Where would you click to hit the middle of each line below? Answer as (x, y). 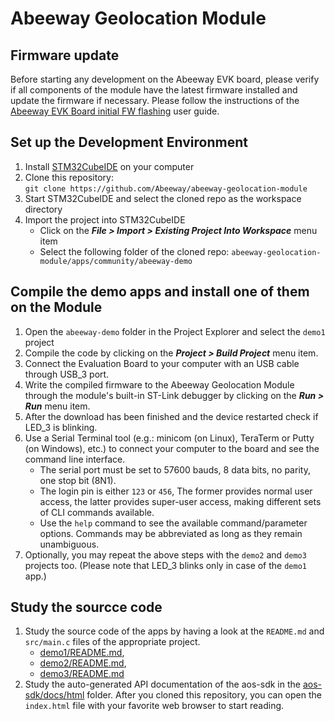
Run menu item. (57, 406)
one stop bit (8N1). (78, 480)
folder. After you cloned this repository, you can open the (204, 695)
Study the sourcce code (86, 607)
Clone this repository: (69, 177)
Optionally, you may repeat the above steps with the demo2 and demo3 (165, 554)
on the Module (56, 307)
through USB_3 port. (67, 374)
